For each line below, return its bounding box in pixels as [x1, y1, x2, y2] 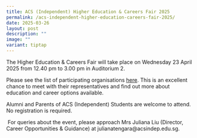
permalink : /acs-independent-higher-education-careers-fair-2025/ [6, 14, 175, 20]
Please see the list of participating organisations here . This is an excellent [6, 76, 187, 84]
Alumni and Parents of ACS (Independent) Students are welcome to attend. [6, 100, 192, 108]
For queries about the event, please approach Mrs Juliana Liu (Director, [7, 118, 184, 125]
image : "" [6, 36, 31, 42]
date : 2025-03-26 [6, 20, 50, 26]
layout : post [6, 25, 39, 32]
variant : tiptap [6, 42, 47, 48]
